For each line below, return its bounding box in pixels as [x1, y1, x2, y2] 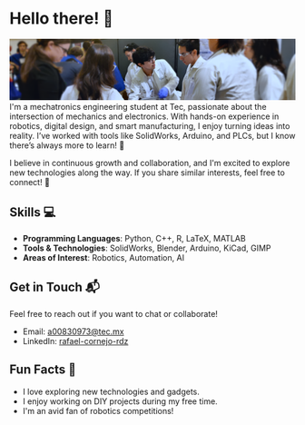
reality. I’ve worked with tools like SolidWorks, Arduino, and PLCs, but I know [9, 131, 296, 142]
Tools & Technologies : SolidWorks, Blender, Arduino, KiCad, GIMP [22, 242, 271, 253]
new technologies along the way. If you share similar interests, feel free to [9, 167, 286, 178]
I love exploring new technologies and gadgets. [22, 386, 200, 397]
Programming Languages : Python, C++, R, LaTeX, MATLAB [22, 233, 247, 244]
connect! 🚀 [9, 177, 50, 188]
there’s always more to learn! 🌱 [9, 140, 125, 151]
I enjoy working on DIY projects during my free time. [22, 395, 218, 407]
